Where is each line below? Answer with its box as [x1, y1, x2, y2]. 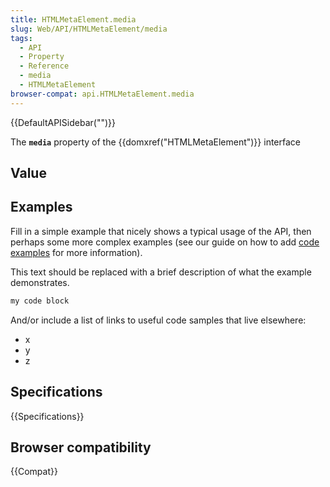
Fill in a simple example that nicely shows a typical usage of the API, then [10, 225, 312, 237]
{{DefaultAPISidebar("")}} [10, 116, 116, 128]
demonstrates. [10, 276, 70, 288]
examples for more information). [10, 246, 143, 258]
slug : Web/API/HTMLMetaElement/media [10, 24, 168, 34]
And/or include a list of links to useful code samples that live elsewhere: [10, 314, 307, 326]
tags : [10, 33, 33, 43]
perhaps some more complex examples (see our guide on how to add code [10, 236, 320, 248]
